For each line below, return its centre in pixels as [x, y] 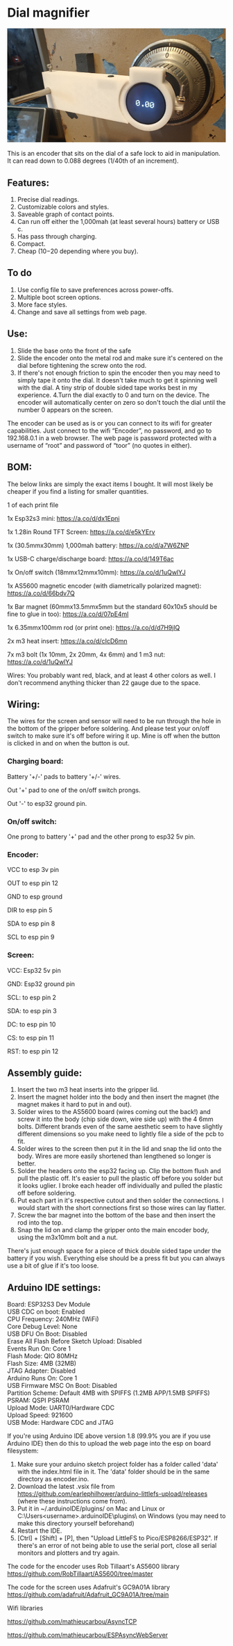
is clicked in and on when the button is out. [68, 743]
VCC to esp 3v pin [33, 870]
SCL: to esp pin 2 [32, 997]
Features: [28, 183]
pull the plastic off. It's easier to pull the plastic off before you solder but [120, 1178]
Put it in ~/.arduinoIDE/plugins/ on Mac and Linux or [91, 1509]
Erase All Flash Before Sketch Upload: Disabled [75, 1341]
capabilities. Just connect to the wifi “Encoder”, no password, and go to [110, 430]
